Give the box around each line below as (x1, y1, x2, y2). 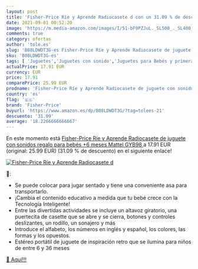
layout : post (6, 8, 38, 15)
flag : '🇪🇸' (6, 96, 35, 102)
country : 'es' (6, 91, 41, 97)
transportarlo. (14, 188, 48, 195)
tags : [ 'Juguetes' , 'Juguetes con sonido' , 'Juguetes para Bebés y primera (6, 58, 194, 64)
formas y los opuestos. (14, 232, 71, 239)
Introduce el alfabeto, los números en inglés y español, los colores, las (14, 226, 186, 233)
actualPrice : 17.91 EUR (6, 63, 65, 70)
